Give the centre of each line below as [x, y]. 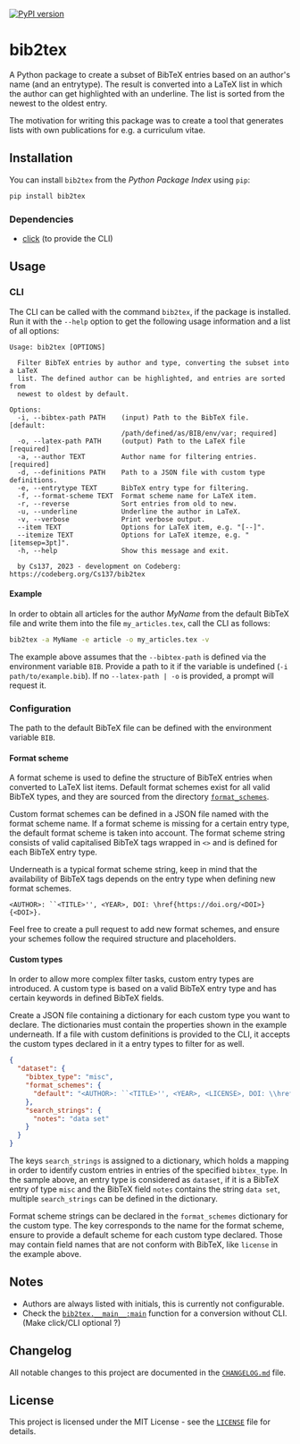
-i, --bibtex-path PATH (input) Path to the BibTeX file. [133, 417]
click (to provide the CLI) [67, 238]
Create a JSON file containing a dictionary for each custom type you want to [150, 1015]
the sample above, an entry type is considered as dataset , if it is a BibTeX [144, 1180]
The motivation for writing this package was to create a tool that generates [146, 120]
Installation [41, 158]
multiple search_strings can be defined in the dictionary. [114, 1199]
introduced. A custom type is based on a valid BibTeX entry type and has [143, 989]
